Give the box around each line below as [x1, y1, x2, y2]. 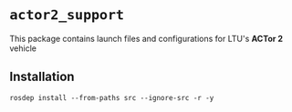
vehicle [9, 43, 36, 54]
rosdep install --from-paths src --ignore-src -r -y [9, 93, 214, 102]
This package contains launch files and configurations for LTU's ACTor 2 [9, 33, 284, 44]
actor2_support [9, 6, 125, 24]
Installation [9, 69, 75, 85]
